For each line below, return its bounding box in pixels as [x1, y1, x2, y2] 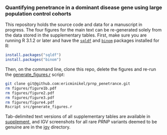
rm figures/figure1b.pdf [5, 85, 57, 91]
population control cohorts [5, 10, 71, 17]
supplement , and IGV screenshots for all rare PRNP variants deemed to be [5, 119, 157, 125]
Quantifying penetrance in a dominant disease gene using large [5, 4, 163, 11]
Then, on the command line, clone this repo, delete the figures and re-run [5, 66, 156, 72]
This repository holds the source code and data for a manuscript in [5, 21, 143, 27]
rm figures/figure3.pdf [5, 95, 55, 100]
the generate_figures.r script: [5, 71, 65, 77]
